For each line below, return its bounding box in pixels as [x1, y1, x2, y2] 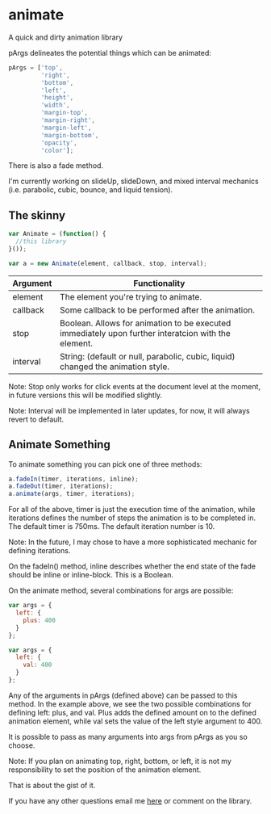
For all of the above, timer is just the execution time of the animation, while [8, 505, 256, 514]
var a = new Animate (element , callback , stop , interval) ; [8, 259, 207, 267]
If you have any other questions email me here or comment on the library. [8, 795, 252, 805]
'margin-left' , [40, 124, 92, 132]
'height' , [40, 94, 74, 102]
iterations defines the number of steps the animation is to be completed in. [8, 513, 256, 522]
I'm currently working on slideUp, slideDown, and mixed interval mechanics [8, 176, 260, 187]
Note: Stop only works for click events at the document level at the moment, [8, 381, 261, 391]
